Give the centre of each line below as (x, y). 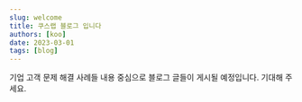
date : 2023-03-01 (42, 42)
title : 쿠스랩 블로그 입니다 (55, 26)
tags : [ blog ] (34, 51)
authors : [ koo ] (38, 34)
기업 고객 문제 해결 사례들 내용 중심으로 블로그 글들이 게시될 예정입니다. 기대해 (146, 78)
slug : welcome (36, 17)
